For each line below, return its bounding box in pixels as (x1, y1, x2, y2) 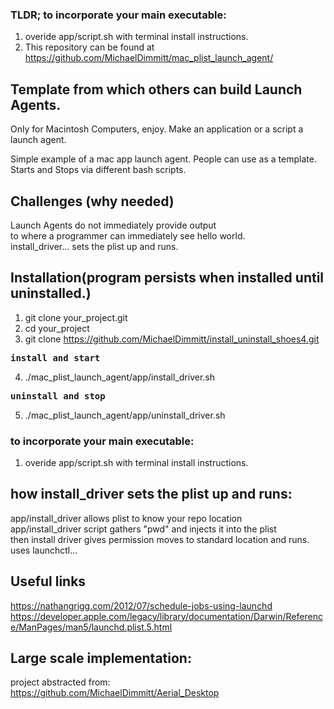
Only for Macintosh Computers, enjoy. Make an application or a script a (10, 123, 304, 135)
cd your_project (24, 322, 90, 334)
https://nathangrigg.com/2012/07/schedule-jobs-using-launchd (10, 599, 273, 612)
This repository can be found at (24, 41, 155, 53)
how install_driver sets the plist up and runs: (10, 486, 293, 503)
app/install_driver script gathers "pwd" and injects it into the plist (10, 523, 277, 535)
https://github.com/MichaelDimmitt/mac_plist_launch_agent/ (24, 52, 274, 64)
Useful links (10, 573, 87, 590)
